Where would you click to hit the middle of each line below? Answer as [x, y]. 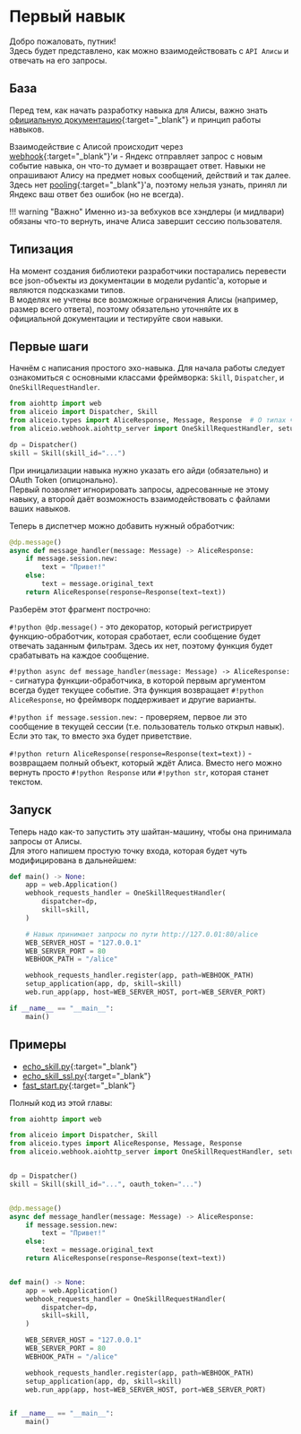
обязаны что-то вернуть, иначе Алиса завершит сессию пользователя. [146, 220]
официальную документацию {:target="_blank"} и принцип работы [135, 119]
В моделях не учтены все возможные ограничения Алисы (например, [144, 299]
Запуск [30, 810]
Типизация [41, 250]
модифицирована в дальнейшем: [73, 860]
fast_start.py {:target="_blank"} [79, 1085]
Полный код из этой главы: [61, 1102]
